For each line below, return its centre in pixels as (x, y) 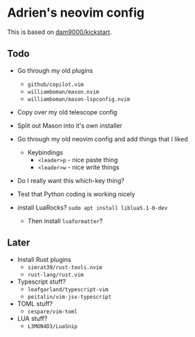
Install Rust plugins (44, 259)
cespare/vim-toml (53, 311)
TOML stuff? (35, 304)
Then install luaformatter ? (65, 221)
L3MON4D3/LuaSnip (53, 326)
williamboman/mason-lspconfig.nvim (78, 99)
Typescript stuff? (41, 282)
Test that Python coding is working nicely (76, 194)
